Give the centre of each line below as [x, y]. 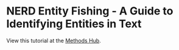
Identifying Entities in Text [74, 24]
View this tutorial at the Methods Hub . [54, 40]
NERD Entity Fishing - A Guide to [90, 11]
